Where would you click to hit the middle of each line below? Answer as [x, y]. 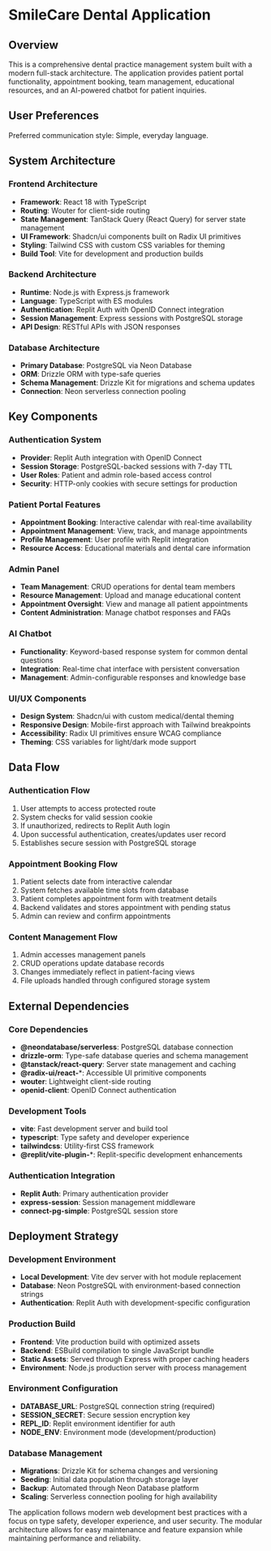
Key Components [53, 417]
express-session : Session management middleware [108, 1202]
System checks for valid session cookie [86, 817]
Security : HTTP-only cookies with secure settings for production [129, 483]
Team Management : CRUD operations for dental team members [127, 587]
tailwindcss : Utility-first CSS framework [87, 1146]
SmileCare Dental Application [110, 15]
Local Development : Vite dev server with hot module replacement [131, 1277]
